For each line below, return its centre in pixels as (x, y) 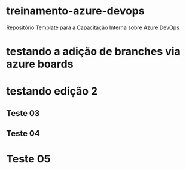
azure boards (40, 64)
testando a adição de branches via (93, 51)
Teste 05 (28, 159)
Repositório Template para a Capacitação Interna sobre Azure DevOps (93, 27)
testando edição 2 (52, 91)
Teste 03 (23, 113)
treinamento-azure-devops (75, 11)
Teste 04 (23, 134)
